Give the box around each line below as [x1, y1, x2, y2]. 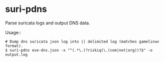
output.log [5, 52, 28, 57]
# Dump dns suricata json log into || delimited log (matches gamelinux [5, 39, 160, 44]
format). [5, 43, 23, 48]
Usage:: [5, 29, 21, 35]
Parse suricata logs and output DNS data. [5, 20, 90, 26]
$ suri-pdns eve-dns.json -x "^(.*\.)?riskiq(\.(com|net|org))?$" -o [5, 48, 153, 53]
